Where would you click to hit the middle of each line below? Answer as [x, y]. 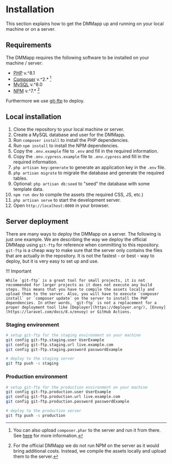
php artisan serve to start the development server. [67, 200]
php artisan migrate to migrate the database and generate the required [89, 173]
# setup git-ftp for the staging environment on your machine [73, 335]
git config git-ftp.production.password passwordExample [68, 402]
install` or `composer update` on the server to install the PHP [77, 298]
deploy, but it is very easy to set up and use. [52, 261]
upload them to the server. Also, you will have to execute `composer [82, 294]
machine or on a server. [31, 29]
